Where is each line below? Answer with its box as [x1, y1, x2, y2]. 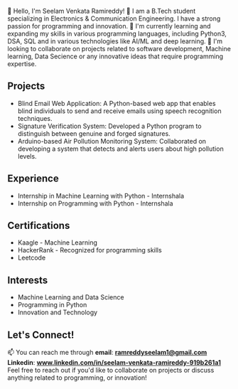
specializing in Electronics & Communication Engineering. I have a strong [7, 14, 221, 23]
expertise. [7, 60, 37, 68]
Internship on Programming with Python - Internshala [17, 199, 173, 208]
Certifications [7, 220, 70, 232]
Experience [7, 173, 59, 185]
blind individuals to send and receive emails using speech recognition [17, 107, 222, 115]
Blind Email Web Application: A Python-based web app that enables [17, 99, 216, 107]
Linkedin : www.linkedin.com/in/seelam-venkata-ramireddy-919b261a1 [7, 358, 222, 367]
